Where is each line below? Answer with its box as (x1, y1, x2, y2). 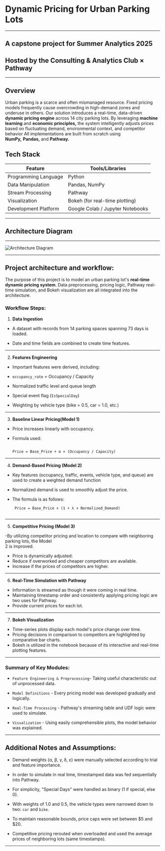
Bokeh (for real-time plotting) (68, 197, 137, 204)
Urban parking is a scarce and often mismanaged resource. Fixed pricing (5, 99, 153, 105)
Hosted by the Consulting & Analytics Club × (5, 56, 144, 64)
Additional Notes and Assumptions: (5, 744, 116, 752)
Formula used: (12, 435, 42, 441)
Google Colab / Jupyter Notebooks (68, 205, 148, 212)
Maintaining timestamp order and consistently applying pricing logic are (12, 592, 158, 598)
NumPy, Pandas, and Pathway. (5, 136, 70, 142)
